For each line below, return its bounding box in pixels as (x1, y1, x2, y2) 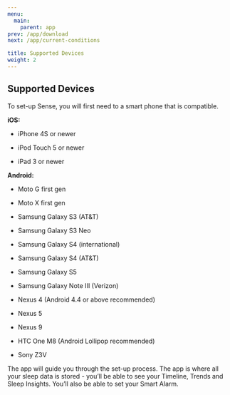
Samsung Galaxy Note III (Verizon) (17, 281, 119, 289)
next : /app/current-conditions (7, 37, 100, 44)
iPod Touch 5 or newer (17, 143, 85, 152)
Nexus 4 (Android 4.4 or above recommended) (17, 295, 155, 304)
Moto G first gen (17, 185, 66, 193)
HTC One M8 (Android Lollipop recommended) (17, 337, 155, 345)
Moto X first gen (17, 198, 66, 207)
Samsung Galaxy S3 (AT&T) (17, 212, 99, 221)
